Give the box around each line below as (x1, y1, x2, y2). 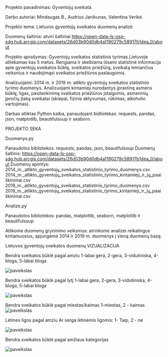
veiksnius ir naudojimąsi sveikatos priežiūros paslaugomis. (5, 70, 126, 76)
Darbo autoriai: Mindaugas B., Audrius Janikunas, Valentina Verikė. (5, 14, 143, 20)
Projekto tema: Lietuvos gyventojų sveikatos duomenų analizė (5, 24, 133, 30)
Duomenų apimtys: (10, 161, 50, 167)
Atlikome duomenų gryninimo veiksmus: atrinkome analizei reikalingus (5, 228, 150, 233)
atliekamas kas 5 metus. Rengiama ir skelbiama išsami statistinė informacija (5, 59, 161, 65)
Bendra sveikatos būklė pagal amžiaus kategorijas (5, 336, 109, 342)
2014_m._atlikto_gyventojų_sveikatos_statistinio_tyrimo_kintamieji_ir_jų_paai (5, 172, 161, 178)
